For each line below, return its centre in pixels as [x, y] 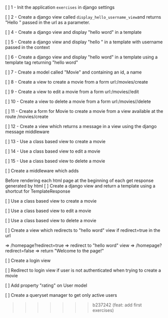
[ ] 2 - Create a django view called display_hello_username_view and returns [83, 17]
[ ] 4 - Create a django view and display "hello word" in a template [73, 32]
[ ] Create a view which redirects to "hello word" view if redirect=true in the [83, 230]
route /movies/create [27, 116]
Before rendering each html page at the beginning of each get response [79, 180]
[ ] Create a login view [28, 261]
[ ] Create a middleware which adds [42, 171]
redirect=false [20, 251]
